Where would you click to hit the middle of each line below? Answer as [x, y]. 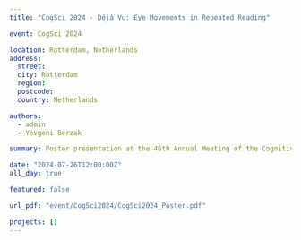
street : [32, 67]
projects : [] [34, 222]
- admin [32, 124]
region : [32, 83]
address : [26, 58]
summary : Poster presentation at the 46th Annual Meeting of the [133, 149]
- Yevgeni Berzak [50, 133]
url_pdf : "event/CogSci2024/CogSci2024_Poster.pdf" [107, 206]
